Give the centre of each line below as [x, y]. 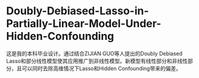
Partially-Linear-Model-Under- [84, 24]
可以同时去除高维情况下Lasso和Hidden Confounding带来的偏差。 [102, 68]
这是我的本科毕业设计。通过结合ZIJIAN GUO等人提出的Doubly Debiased [94, 53]
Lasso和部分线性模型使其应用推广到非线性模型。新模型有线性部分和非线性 [97, 61]
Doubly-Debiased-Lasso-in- [77, 11]
